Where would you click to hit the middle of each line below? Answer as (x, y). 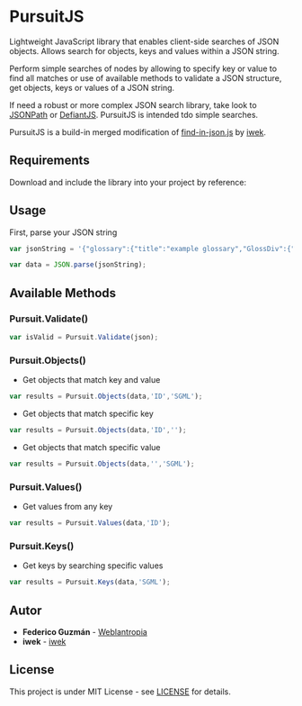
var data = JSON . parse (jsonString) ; (78, 265)
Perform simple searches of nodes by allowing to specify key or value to (143, 68)
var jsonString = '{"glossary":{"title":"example (104, 249)
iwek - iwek (44, 641)
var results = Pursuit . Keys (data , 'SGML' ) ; (90, 583)
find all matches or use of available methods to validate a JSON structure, (146, 77)
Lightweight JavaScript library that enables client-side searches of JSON (144, 41)
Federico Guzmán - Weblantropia (85, 631)
